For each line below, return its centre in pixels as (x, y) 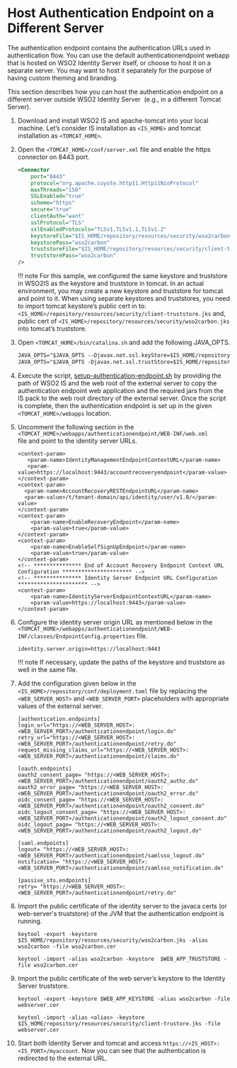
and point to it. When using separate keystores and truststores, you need (124, 299)
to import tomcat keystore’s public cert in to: (82, 306)
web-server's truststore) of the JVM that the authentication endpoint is (121, 913)
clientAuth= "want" (58, 216)
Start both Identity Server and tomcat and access (89, 1043)
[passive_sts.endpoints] (54, 880)
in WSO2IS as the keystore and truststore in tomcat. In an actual (110, 283)
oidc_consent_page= (46, 800)
